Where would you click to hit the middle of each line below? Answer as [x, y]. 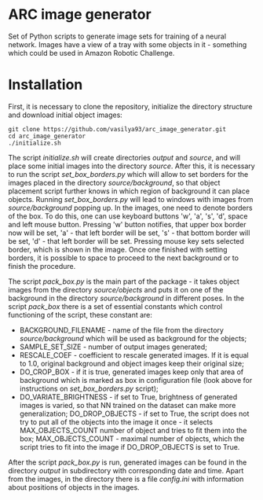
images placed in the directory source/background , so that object [114, 182]
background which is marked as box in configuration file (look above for [136, 380]
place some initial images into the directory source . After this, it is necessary [131, 166]
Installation [46, 85]
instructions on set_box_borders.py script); [89, 388]
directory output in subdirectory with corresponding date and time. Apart [126, 470]
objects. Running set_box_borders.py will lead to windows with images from [131, 199]
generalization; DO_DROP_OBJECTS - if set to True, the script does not [134, 414]
